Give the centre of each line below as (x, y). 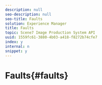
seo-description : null (28, 14)
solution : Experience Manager (36, 23)
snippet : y (16, 51)
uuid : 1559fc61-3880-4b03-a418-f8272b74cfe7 (51, 38)
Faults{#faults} (37, 75)
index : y (14, 42)
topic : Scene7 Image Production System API (50, 33)
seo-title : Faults (24, 19)
